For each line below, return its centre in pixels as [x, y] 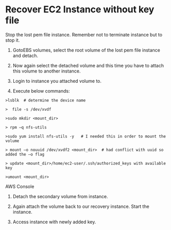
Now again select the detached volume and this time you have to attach [88, 65]
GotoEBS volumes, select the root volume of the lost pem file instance [86, 50]
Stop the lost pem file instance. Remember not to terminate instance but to [84, 34]
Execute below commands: [41, 91]
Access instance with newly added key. [54, 222]
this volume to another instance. [47, 71]
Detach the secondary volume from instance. [60, 196]
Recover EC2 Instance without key [80, 10]
